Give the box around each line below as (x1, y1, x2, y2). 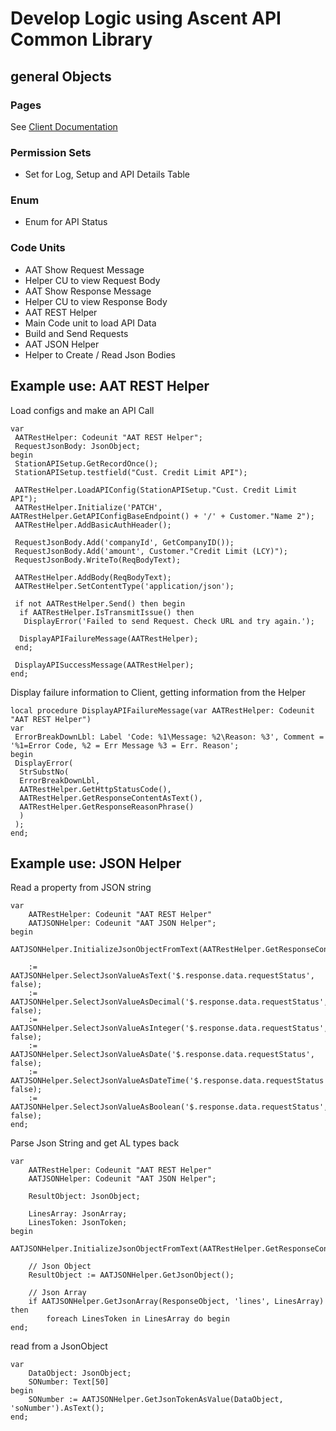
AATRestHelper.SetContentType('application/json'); (14, 581, 235, 591)
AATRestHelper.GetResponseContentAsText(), (19, 793, 203, 803)
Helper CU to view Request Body (24, 274, 161, 286)
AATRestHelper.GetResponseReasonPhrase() (19, 802, 195, 812)
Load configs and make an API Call (10, 404, 155, 416)
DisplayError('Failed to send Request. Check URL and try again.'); (23, 616, 315, 626)
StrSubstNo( (19, 767, 70, 777)
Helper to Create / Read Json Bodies (24, 348, 176, 361)
